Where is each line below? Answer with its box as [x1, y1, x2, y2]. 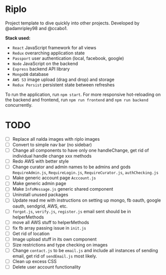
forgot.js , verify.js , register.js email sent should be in [12, 208, 131, 214]
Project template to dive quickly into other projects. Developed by [5, 20, 140, 26]
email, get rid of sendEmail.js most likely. [12, 253, 97, 259]
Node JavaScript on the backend [12, 60, 78, 66]
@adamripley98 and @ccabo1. [5, 25, 68, 31]
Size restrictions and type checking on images [12, 242, 108, 248]
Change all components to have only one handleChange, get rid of [12, 147, 149, 153]
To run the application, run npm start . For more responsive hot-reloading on [5, 91, 161, 97]
